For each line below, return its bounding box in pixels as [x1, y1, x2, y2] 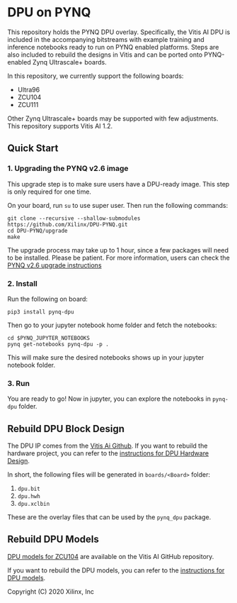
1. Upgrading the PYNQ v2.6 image [7, 164, 129, 174]
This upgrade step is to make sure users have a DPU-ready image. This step [7, 179, 230, 188]
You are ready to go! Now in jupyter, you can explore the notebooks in [7, 394, 211, 403]
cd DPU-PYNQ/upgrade [7, 227, 69, 234]
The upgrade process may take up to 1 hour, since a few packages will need [7, 245, 229, 254]
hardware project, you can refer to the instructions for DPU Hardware [7, 449, 209, 458]
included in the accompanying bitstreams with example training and [7, 35, 205, 43]
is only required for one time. [7, 187, 92, 196]
